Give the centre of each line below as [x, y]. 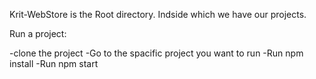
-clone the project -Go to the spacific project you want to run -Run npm [156, 53]
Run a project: [38, 33]
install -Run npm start [54, 63]
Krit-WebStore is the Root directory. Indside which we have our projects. [158, 14]
